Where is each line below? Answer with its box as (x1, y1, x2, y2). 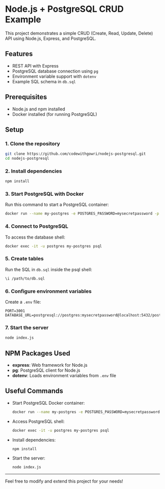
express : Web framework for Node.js (12, 362, 87, 368)
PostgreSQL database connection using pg (12, 68, 99, 74)
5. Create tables (5, 255, 44, 262)
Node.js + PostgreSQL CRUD (5, 3, 124, 15)
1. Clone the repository (5, 140, 60, 147)
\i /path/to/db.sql (5, 276, 45, 281)
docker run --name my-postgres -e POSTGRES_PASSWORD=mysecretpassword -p (5, 211, 160, 216)
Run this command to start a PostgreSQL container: (5, 202, 109, 208)
